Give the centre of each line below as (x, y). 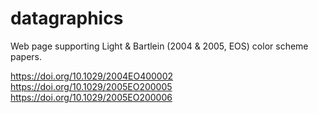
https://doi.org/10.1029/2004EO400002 (92, 76)
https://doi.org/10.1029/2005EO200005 (91, 86)
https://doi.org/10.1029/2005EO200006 (91, 97)
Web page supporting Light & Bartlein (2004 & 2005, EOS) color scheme (159, 46)
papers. (26, 56)
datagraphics (67, 18)
